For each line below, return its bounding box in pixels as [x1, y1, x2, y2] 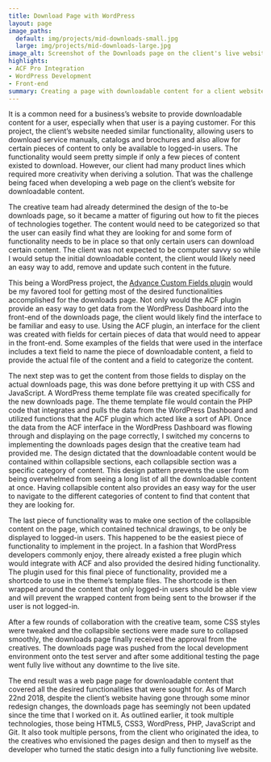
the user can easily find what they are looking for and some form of [8, 228, 232, 238]
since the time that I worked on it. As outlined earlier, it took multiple [8, 710, 234, 720]
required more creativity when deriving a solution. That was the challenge [8, 169, 253, 179]
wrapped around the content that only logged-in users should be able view [8, 584, 257, 595]
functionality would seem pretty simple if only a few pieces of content [8, 152, 240, 162]
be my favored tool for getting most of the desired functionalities [8, 286, 223, 296]
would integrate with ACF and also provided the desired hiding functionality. [8, 559, 261, 569]
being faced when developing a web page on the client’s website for [8, 178, 236, 188]
